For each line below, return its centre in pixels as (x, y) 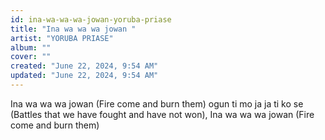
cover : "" (31, 57)
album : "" (31, 47)
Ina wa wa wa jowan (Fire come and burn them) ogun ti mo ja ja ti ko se (157, 103)
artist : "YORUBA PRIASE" (62, 38)
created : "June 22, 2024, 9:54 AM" (84, 66)
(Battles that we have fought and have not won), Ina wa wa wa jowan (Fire (162, 114)
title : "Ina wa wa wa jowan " (73, 29)
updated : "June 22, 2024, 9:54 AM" (84, 76)
